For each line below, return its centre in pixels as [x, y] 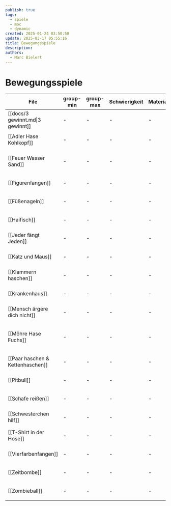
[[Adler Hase [23, 136]
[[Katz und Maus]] [30, 257]
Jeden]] [17, 241]
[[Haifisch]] [22, 220]
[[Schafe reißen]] [28, 399]
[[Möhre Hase [25, 334]
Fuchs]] [17, 340]
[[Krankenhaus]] [27, 294]
